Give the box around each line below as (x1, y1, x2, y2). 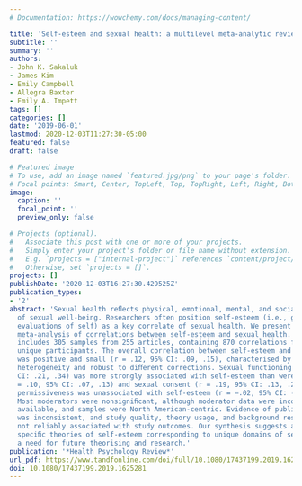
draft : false (9, 147, 58, 156)
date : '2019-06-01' (9, 121, 83, 130)
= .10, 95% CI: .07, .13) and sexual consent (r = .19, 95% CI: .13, (17, 380, 283, 389)
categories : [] (9, 113, 67, 122)
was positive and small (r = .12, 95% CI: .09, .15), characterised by (17, 355, 292, 364)
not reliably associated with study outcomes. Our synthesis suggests (17, 422, 288, 431)
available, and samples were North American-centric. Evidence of (17, 405, 271, 414)
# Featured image (9, 163, 75, 172)
